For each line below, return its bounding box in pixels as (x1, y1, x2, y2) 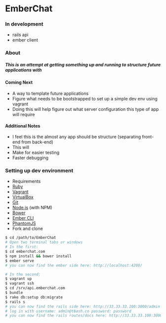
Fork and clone (12, 226, 43, 231)
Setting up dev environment (5, 167, 74, 174)
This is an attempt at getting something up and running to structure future (5, 62, 161, 67)
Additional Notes (5, 123, 41, 129)
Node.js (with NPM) (12, 205, 53, 211)
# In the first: (5, 244, 39, 250)
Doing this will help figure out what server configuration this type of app (12, 106, 159, 112)
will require (12, 111, 36, 117)
